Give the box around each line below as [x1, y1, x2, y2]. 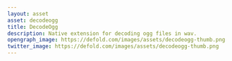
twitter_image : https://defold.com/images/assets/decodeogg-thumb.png [7, 43, 219, 50]
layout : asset [7, 10, 49, 18]
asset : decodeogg [7, 17, 59, 24]
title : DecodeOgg [7, 23, 59, 30]
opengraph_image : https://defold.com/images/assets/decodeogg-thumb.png [7, 36, 226, 43]
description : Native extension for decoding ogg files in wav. [7, 29, 197, 37]
